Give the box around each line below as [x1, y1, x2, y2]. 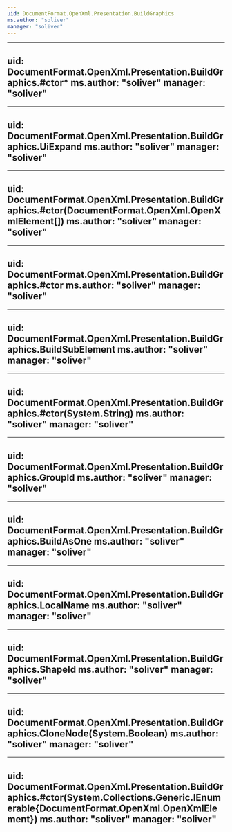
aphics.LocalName [7, 600, 90, 612]
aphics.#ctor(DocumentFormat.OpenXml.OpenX [7, 205, 221, 217]
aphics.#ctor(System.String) [7, 407, 134, 419]
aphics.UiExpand [7, 141, 83, 152]
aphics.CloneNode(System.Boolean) [7, 727, 168, 739]
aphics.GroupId [7, 472, 75, 484]
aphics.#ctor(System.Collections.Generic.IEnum [7, 791, 221, 804]
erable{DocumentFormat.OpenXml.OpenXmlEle [7, 802, 217, 814]
